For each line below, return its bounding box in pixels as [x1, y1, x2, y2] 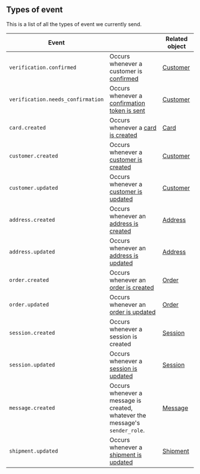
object [167, 42, 186, 50]
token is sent [109, 106, 145, 115]
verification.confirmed [9, 64, 77, 71]
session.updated [9, 361, 55, 368]
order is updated [109, 307, 156, 316]
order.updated [9, 301, 49, 308]
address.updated [9, 248, 55, 255]
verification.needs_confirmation [9, 96, 104, 103]
